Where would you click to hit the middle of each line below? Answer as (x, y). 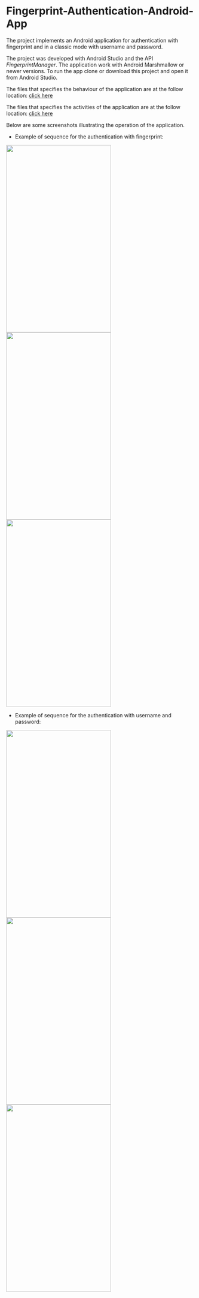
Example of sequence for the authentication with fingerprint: (89, 137)
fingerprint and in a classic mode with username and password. (85, 47)
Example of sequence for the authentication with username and (93, 715)
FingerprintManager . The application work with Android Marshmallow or (95, 65)
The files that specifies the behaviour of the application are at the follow (95, 89)
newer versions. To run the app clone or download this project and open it (97, 71)
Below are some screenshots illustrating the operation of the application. (96, 125)
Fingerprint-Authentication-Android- (100, 11)
